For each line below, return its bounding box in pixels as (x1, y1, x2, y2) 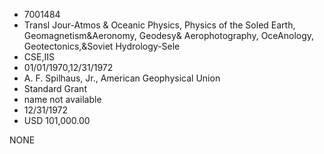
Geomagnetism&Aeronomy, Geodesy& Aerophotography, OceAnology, (23, 30, 315, 41)
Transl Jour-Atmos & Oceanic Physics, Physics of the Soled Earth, (23, 19, 296, 31)
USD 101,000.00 (23, 115, 91, 126)
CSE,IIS (23, 51, 55, 63)
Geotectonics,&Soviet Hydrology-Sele (23, 40, 181, 52)
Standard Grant (23, 83, 87, 94)
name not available (23, 94, 102, 105)
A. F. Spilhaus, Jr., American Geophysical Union (23, 72, 221, 84)
